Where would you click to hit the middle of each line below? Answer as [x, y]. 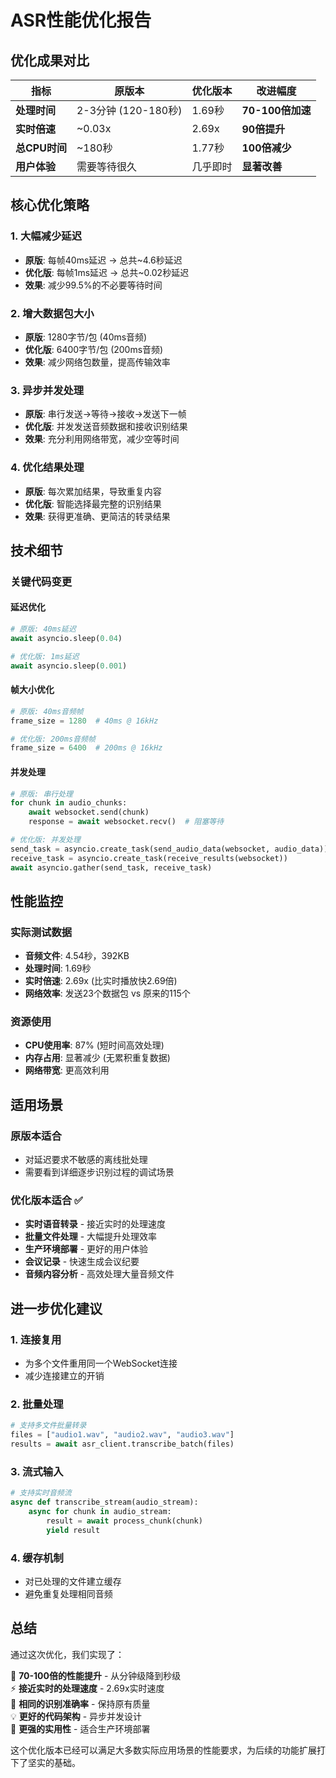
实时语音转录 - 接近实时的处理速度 [95, 1224]
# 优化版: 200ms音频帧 [53, 739]
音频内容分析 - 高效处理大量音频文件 [99, 1274]
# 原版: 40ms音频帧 [47, 711]
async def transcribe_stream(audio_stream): [104, 1502]
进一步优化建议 [56, 1308]
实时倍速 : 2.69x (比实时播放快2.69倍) [101, 981]
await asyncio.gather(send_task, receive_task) [111, 867]
